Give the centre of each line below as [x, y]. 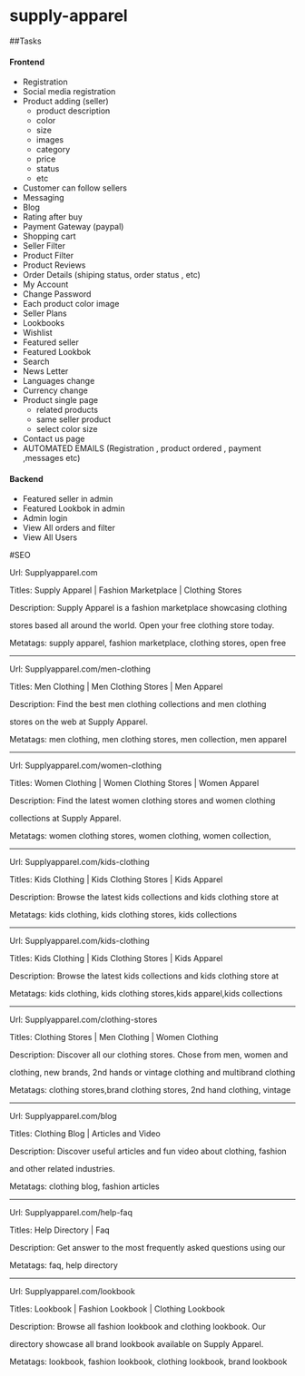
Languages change [59, 381]
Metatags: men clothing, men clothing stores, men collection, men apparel [148, 740]
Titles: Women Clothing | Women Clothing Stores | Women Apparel [134, 783]
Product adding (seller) [65, 102]
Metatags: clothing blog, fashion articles [85, 1186]
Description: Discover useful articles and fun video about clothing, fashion [148, 1151]
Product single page [60, 400]
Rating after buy [53, 217]
